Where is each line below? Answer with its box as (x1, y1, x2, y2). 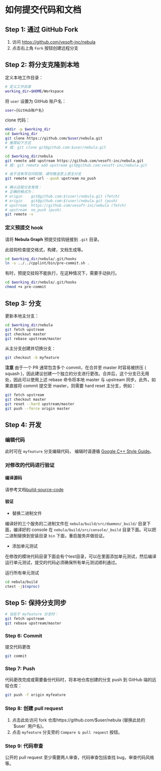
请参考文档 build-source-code (5, 486, 64, 492)
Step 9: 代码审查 (5, 742, 44, 749)
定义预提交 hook (5, 224, 44, 231)
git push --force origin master (5, 406, 70, 411)
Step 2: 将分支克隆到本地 (5, 61, 80, 69)
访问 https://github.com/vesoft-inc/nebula (12, 39, 96, 45)
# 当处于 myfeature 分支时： (5, 612, 59, 617)
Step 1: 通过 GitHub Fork (5, 25, 78, 34)
